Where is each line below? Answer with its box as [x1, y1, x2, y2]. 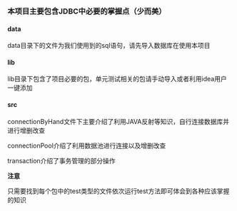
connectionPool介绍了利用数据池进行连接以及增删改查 [7, 141, 166, 150]
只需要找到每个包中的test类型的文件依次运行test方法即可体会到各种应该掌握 [7, 187, 230, 195]
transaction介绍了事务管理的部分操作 [7, 156, 116, 165]
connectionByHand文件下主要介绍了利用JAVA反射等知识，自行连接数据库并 [7, 117, 230, 125]
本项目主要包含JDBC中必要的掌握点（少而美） [7, 6, 166, 16]
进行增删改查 [7, 126, 45, 135]
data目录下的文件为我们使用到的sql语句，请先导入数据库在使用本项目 [7, 41, 211, 50]
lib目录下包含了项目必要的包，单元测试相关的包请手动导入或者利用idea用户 [7, 75, 227, 83]
